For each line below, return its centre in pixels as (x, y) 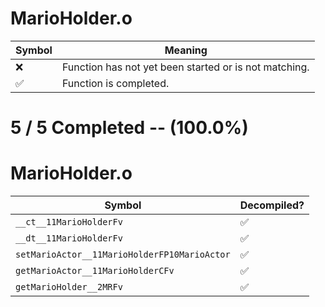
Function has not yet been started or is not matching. (185, 67)
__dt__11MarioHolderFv (69, 238)
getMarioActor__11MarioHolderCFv (95, 271)
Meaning (186, 50)
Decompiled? (272, 205)
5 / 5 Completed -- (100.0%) (129, 128)
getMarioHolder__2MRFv (69, 287)
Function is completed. (115, 83)
